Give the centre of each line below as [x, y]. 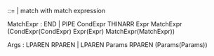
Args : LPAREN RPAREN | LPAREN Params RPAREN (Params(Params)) [108, 45]
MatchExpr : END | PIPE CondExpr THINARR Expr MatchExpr [95, 24]
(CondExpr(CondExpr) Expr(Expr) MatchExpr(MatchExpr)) [91, 31]
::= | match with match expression [56, 11]
